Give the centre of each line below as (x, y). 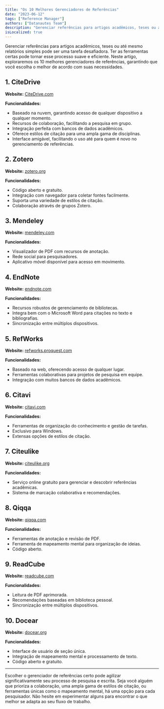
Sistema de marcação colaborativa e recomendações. (66, 492)
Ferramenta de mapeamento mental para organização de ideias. (77, 544)
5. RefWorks (24, 339)
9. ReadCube (25, 564)
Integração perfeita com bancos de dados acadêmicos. (68, 128)
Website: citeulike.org (27, 463)
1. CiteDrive (23, 82)
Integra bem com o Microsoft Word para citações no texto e (72, 313)
